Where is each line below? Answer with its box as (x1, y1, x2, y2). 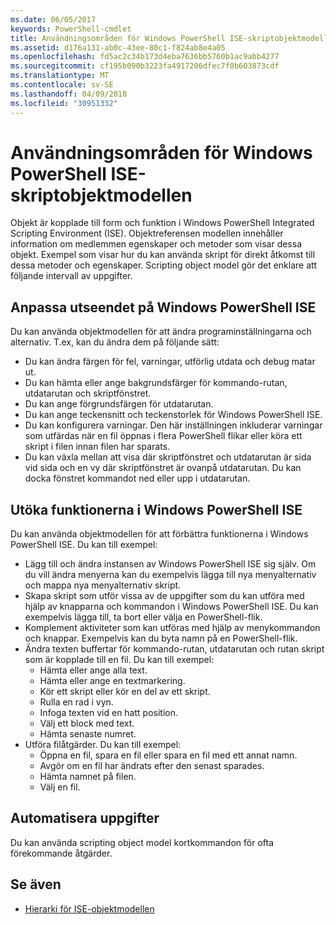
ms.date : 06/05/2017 (10, 14, 97, 25)
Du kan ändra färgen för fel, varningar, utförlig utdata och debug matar (24, 356, 316, 368)
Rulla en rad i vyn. (39, 696, 114, 708)
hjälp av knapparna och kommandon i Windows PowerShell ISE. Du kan (24, 601, 319, 613)
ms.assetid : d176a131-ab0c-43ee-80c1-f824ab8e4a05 (10, 42, 226, 53)
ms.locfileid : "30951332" (10, 98, 118, 108)
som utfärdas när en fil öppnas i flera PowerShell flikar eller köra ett (24, 430, 303, 442)
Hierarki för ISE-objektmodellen (24, 902, 155, 915)
